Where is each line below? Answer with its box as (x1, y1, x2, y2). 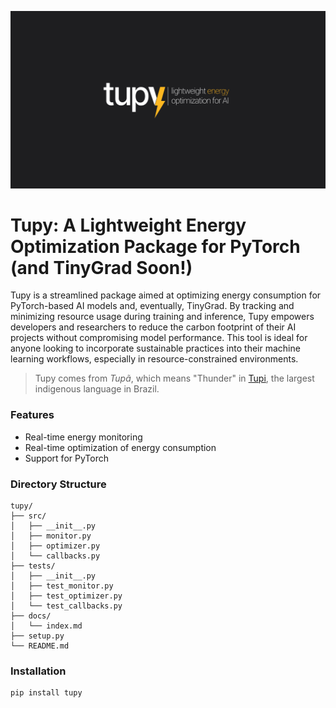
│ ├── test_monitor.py (10, 581, 114, 591)
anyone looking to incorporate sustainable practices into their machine (10, 342, 301, 355)
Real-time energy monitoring (24, 431, 143, 443)
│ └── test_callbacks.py (10, 601, 123, 611)
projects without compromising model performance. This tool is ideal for (10, 332, 308, 344)
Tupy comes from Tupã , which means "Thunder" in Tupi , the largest (34, 372, 315, 385)
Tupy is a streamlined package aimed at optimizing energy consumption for (10, 289, 322, 301)
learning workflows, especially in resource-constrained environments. (10, 353, 299, 365)
